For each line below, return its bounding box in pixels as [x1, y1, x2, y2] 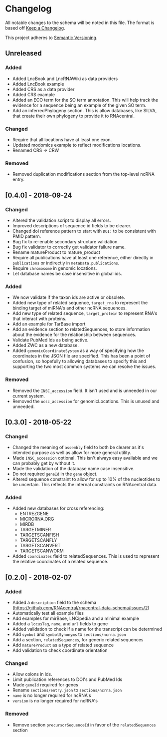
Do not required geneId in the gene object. [12, 471, 98, 477]
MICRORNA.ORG [19, 516, 54, 522]
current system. [12, 393, 45, 399]
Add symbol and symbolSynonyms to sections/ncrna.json [12, 631, 126, 637]
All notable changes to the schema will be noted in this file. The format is [5, 20, 155, 26]
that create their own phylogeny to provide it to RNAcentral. [12, 113, 135, 119]
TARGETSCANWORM [19, 548, 64, 554]
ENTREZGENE [19, 511, 49, 517]
